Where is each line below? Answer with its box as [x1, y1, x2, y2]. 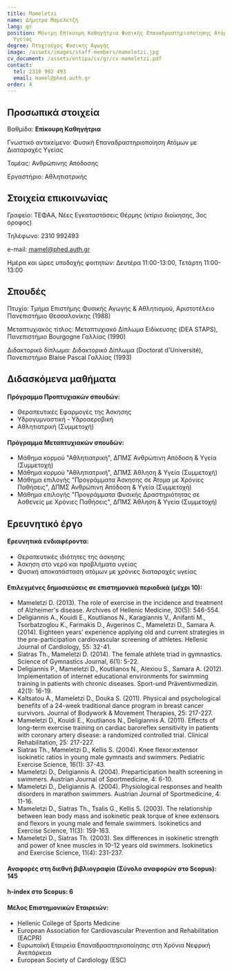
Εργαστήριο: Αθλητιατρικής [7, 172, 88, 181]
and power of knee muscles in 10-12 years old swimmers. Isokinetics [17, 842, 213, 850]
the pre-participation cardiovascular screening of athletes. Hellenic [17, 635, 209, 644]
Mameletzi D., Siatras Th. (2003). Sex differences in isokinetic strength [17, 834, 219, 842]
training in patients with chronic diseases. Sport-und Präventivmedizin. [17, 680, 219, 688]
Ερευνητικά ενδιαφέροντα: [7, 537, 89, 545]
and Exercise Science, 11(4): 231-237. [17, 849, 124, 857]
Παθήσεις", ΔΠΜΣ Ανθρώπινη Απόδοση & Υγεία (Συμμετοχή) [17, 483, 192, 491]
